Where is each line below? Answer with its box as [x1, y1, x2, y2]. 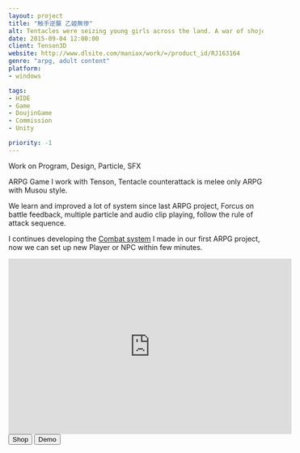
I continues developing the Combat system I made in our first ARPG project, [8, 234, 260, 243]
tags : [8, 87, 27, 95]
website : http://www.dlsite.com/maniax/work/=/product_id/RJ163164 [8, 49, 241, 57]
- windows [8, 72, 42, 80]
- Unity [8, 125, 35, 133]
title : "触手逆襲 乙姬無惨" [8, 19, 93, 28]
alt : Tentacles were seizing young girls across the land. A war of [8, 27, 244, 35]
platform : [8, 65, 42, 73]
